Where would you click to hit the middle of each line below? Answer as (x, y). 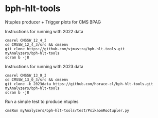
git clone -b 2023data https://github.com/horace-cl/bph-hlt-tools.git (79, 84)
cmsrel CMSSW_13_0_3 (26, 75)
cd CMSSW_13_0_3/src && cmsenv (37, 79)
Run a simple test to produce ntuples (42, 101)
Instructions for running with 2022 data (44, 31)
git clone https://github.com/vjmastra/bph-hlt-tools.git (65, 49)
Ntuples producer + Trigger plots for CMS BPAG (53, 22)
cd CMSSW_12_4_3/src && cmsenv (37, 44)
